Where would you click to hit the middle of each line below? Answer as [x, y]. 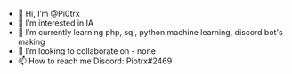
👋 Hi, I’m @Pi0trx [49, 14]
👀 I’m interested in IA [56, 23]
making [31, 41]
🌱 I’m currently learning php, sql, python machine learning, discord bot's [150, 32]
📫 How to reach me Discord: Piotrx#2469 [95, 61]
